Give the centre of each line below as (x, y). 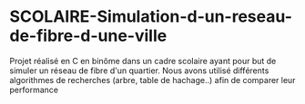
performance (34, 90)
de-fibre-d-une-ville (88, 36)
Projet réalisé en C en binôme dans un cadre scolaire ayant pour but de (143, 61)
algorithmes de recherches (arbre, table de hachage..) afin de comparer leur (152, 80)
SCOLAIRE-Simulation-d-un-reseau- (151, 17)
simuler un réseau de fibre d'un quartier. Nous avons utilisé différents (139, 71)
